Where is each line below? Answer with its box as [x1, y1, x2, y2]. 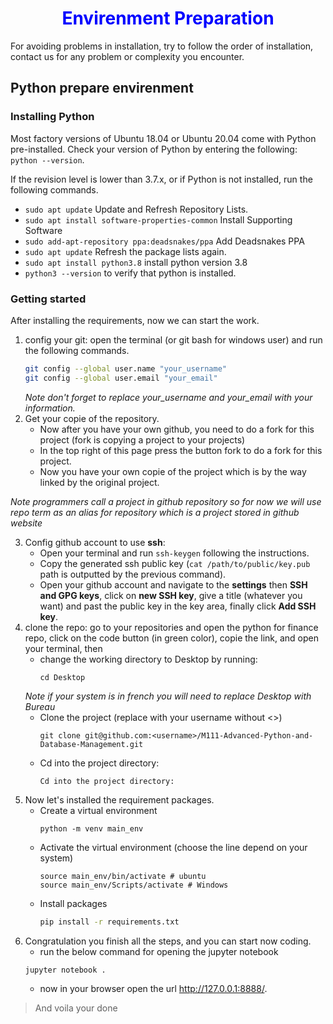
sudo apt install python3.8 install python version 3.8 [24, 256, 248, 268]
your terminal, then [24, 642, 103, 654]
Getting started [10, 292, 87, 306]
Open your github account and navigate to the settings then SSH [39, 578, 308, 591]
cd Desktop [39, 672, 86, 682]
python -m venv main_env [39, 823, 144, 834]
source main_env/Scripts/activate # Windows [39, 880, 229, 890]
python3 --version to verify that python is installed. [24, 267, 237, 279]
